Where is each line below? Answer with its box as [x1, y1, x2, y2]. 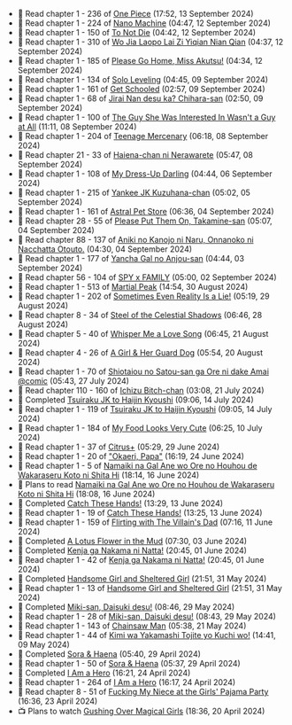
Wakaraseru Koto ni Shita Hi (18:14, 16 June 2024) [17, 470, 200, 480]
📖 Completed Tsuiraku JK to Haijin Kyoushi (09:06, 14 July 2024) [17, 394, 254, 405]
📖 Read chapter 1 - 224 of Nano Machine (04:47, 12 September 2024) [17, 18, 272, 28]
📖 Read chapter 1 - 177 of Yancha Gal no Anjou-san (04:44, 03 [17, 253, 245, 263]
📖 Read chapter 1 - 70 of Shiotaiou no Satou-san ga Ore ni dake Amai [17, 366, 270, 377]
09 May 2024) [17, 639, 71, 650]
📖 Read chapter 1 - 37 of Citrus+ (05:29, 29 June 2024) [17, 441, 220, 452]
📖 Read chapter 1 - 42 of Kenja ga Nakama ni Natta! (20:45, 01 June [17, 555, 265, 565]
